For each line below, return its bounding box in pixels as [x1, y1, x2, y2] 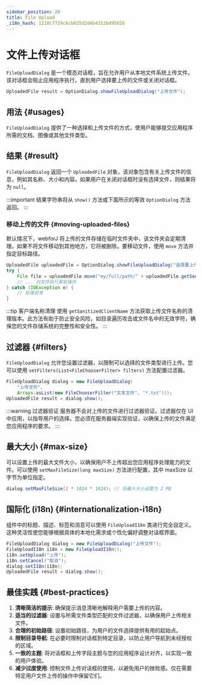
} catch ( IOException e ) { [6, 284, 74, 290]
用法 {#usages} [6, 107, 65, 117]
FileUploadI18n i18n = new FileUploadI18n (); [6, 546, 122, 552]
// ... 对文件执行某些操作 [17, 279, 76, 285]
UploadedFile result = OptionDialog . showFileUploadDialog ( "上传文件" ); [6, 89, 186, 95]
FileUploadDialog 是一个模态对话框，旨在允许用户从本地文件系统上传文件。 [6, 69, 194, 76]
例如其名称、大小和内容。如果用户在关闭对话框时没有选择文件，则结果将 [16, 176, 196, 183]
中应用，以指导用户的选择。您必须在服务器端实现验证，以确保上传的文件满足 [6, 415, 196, 422]
